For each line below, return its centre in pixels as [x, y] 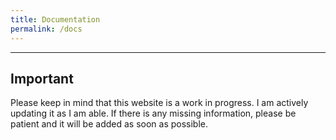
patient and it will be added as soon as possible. [109, 124]
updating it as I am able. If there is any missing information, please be [153, 113]
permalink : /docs [46, 29]
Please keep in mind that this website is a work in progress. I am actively [159, 103]
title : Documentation [55, 19]
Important [42, 78]
